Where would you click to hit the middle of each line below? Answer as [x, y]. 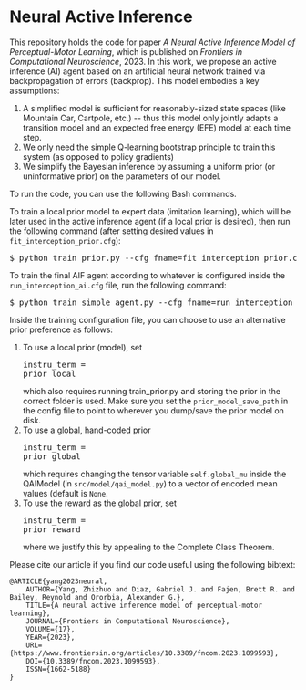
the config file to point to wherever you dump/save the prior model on [153, 410]
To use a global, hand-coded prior [87, 430]
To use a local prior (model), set [82, 347]
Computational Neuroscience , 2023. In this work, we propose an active [143, 61]
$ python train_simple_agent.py [82, 302]
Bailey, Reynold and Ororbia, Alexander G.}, [97, 597]
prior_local [49, 373]
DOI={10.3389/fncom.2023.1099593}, [93, 661]
